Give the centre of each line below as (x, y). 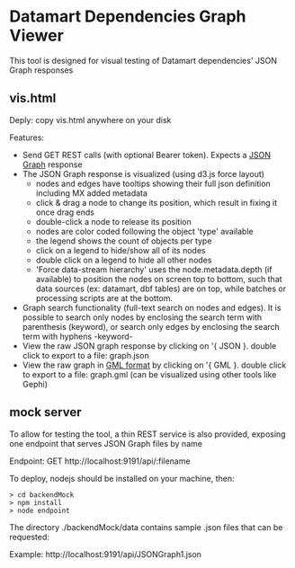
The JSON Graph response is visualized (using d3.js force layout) (143, 173)
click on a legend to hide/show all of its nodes (121, 250)
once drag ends (65, 212)
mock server (45, 412)
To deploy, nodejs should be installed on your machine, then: (122, 478)
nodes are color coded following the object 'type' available (144, 231)
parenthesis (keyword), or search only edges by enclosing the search (151, 326)
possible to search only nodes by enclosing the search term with (142, 317)
